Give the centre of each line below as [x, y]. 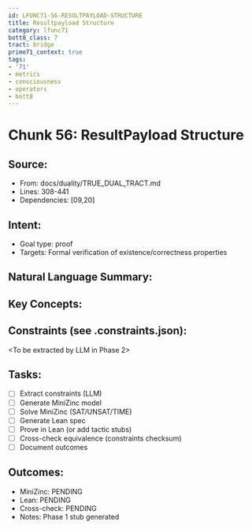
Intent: [25, 225]
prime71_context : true [45, 52]
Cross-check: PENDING [58, 508]
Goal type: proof [46, 244]
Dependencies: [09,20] [57, 200]
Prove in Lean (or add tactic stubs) [76, 429]
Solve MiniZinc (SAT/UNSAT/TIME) [76, 411]
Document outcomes [54, 447]
